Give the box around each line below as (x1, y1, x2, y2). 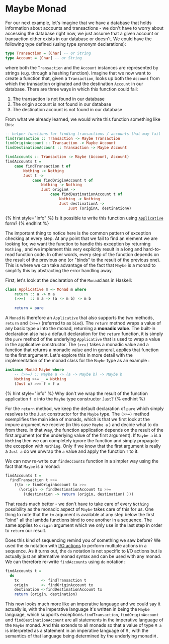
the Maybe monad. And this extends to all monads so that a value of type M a (5, 622, 162, 628)
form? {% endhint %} (5, 220, 49, 226)
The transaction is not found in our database (12, 96, 105, 102)
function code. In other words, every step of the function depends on (16, 251, 159, 257)
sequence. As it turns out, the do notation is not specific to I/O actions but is (5, 548, 162, 554)
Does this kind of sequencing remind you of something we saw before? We (5, 537, 161, 543)
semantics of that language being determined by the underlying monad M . (5, 633, 159, 639)
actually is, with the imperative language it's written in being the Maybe (5, 606, 150, 612)
